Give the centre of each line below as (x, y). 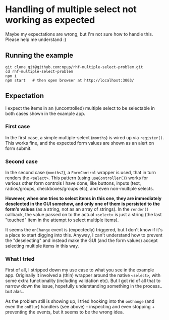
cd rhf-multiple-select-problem (39, 71)
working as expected (50, 20)
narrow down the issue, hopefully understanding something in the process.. (84, 286)
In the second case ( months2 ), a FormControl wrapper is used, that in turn (81, 173)
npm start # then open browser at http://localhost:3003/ (70, 80)
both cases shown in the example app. (45, 113)
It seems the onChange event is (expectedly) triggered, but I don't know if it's (84, 230)
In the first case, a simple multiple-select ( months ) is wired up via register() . (85, 137)
